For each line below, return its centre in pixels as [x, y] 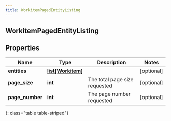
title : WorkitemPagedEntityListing [43, 10]
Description [111, 62]
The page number [109, 94]
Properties [22, 48]
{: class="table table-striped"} [37, 113]
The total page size [111, 79]
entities [17, 71]
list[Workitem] [65, 71]
